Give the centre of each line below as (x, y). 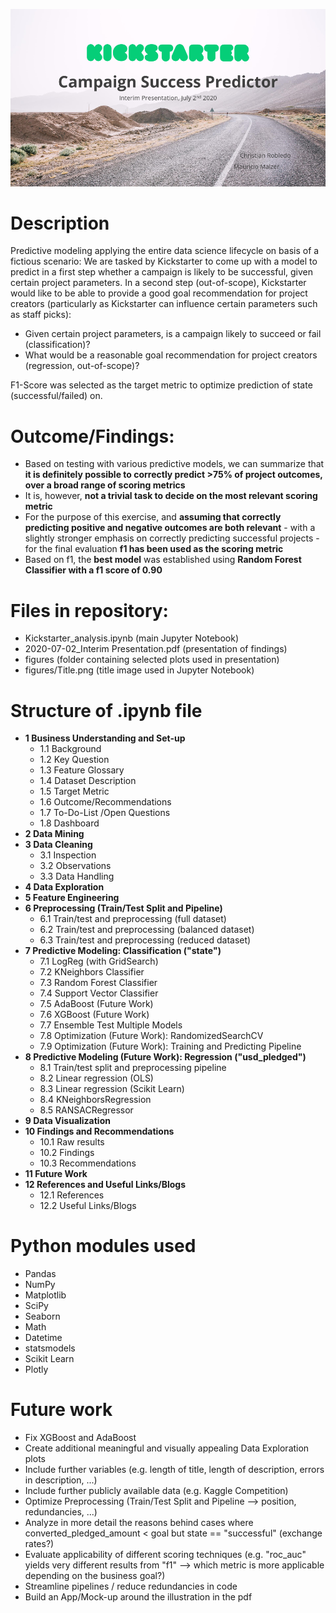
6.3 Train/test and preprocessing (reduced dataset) (145, 940)
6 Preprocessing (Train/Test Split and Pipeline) (123, 908)
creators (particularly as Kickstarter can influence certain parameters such (164, 304)
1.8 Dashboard (69, 823)
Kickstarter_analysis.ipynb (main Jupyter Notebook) (131, 638)
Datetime (43, 1338)
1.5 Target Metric (74, 791)
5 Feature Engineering (72, 898)
